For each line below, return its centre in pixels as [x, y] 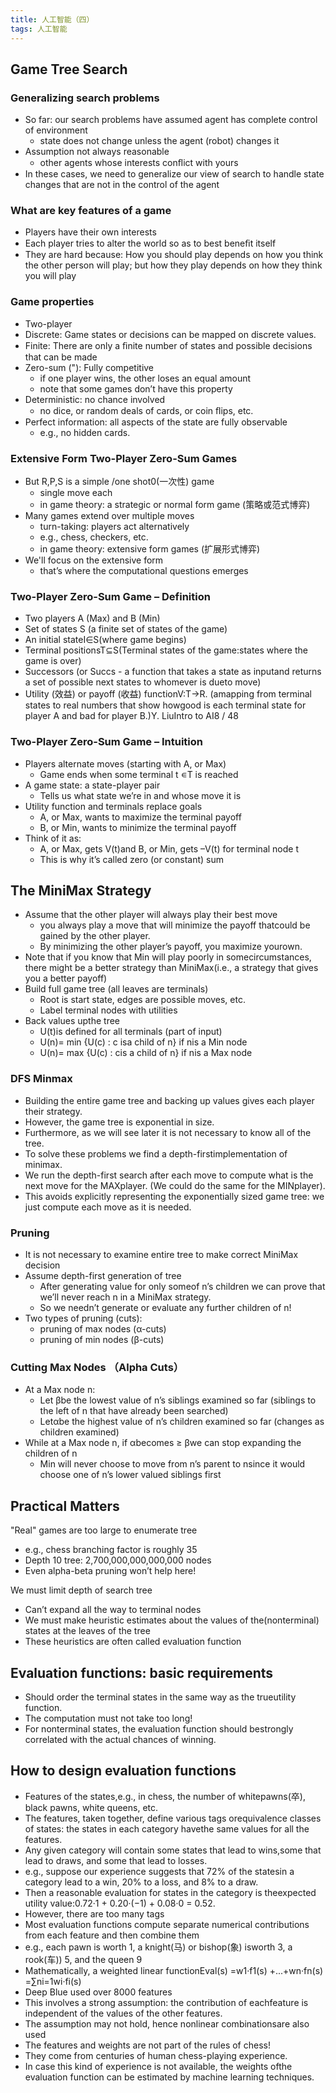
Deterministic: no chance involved [95, 399]
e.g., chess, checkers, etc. [94, 537]
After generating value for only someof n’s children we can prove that [182, 1287]
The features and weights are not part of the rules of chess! [147, 2045]
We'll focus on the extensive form [94, 560]
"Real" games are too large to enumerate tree [104, 1530]
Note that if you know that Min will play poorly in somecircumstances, [168, 957]
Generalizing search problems [85, 98]
